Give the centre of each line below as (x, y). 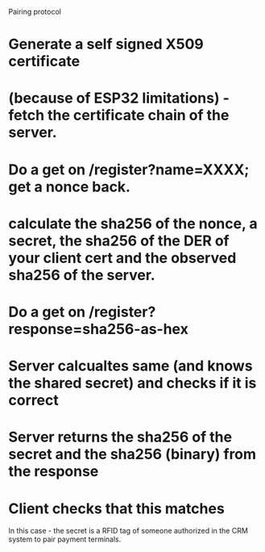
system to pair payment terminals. (65, 539)
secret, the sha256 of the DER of (119, 240)
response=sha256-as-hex (99, 329)
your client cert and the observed (122, 258)
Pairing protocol (35, 12)
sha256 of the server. (82, 275)
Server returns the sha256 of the (120, 437)
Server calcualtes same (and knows (130, 366)
